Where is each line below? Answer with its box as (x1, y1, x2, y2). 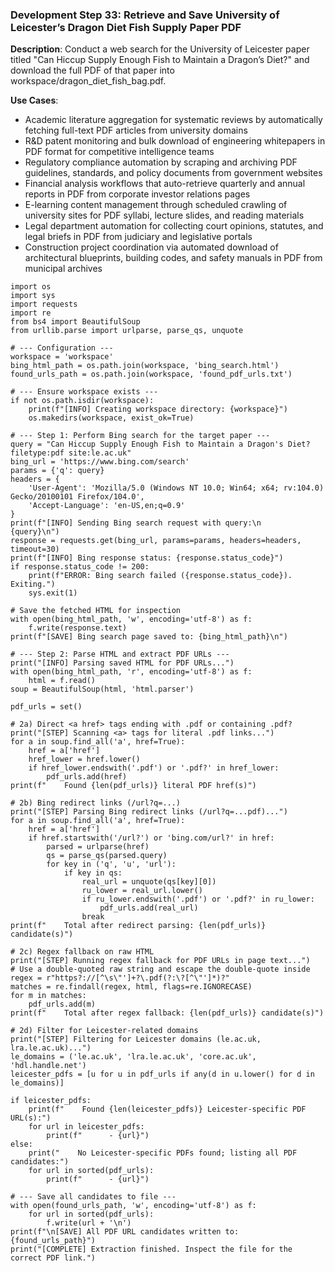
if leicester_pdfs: (10, 1096, 92, 1106)
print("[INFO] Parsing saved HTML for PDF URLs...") (10, 658, 235, 668)
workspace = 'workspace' (10, 352, 114, 362)
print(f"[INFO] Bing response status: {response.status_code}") (10, 553, 284, 563)
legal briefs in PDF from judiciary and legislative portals (24, 231, 253, 243)
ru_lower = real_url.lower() (81, 886, 203, 896)
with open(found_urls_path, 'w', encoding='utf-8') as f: (10, 1201, 257, 1211)
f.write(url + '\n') (46, 1218, 132, 1228)
